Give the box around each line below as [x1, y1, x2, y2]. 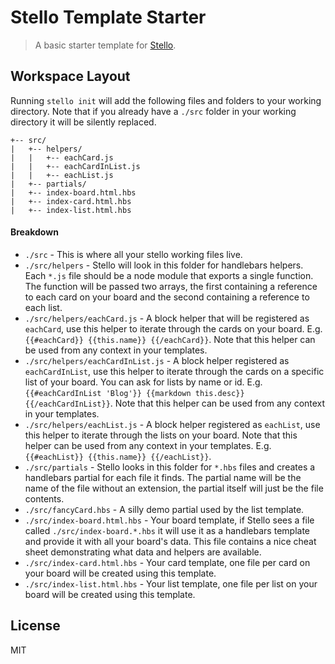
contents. [24, 492, 65, 505]
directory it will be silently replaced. [10, 116, 157, 128]
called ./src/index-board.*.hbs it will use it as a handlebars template [24, 524, 310, 536]
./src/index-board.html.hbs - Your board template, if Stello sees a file [24, 514, 315, 526]
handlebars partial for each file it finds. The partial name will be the [24, 471, 302, 483]
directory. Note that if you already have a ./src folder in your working [10, 105, 297, 117]
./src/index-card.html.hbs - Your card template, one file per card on [24, 556, 311, 568]
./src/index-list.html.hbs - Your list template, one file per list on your [24, 577, 318, 590]
